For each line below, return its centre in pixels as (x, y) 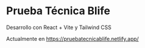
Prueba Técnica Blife (58, 11)
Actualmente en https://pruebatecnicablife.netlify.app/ (72, 39)
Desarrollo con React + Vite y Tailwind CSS (59, 27)
